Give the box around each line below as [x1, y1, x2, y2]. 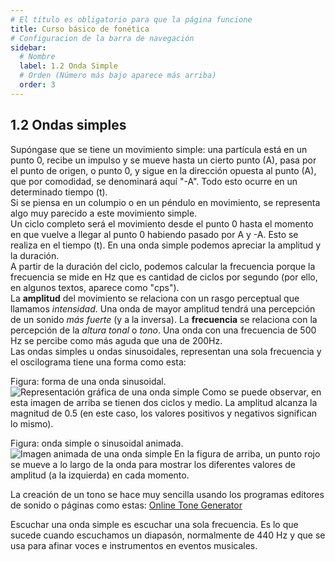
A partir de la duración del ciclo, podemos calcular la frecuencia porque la [10, 260, 316, 272]
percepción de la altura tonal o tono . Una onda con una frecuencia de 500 [10, 324, 317, 336]
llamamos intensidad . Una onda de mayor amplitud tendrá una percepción [10, 302, 316, 315]
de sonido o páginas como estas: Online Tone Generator [10, 499, 243, 511]
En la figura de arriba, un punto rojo [174, 447, 321, 460]
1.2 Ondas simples [10, 117, 127, 134]
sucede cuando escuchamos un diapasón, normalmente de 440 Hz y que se [10, 529, 326, 541]
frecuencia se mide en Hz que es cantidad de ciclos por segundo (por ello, [10, 271, 318, 283]
